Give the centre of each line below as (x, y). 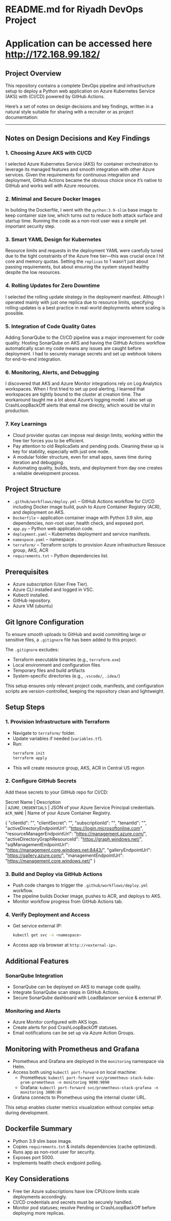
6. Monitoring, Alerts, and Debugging (52, 372)
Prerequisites (27, 572)
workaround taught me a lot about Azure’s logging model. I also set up (79, 400)
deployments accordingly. (40, 1196)
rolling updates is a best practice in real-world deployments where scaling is (85, 307)
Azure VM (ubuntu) (33, 606)
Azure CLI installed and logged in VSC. (53, 590)
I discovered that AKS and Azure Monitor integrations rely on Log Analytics (84, 383)
